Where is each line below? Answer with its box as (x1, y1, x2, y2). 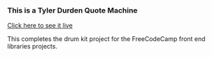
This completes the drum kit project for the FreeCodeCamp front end (7, 35, 206, 43)
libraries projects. (7, 42, 58, 51)
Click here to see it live (7, 22, 73, 30)
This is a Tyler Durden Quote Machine (7, 6, 138, 15)
